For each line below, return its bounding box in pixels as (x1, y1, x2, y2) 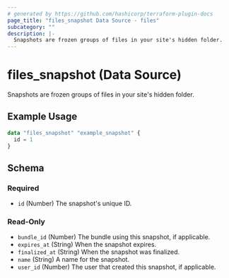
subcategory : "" (7, 23, 55, 30)
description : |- (7, 30, 55, 37)
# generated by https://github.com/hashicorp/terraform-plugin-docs (7, 10, 213, 18)
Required (7, 183, 40, 193)
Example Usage (7, 111, 78, 123)
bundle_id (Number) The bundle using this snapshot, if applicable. (17, 233, 211, 241)
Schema (7, 162, 45, 174)
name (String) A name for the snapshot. (17, 255, 129, 264)
